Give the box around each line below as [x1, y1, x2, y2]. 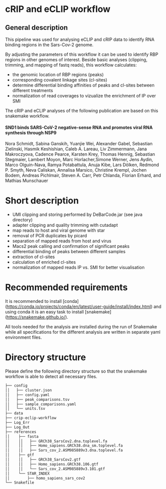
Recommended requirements [5, 282, 128, 293]
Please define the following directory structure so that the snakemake [5, 368, 147, 374]
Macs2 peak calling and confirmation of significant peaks [12, 243, 130, 249]
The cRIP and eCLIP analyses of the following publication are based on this [5, 108, 159, 113]
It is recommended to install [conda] [5, 298, 79, 304]
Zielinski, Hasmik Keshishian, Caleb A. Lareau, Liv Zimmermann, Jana [5, 146, 147, 152]
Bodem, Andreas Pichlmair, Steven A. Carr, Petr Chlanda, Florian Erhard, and [5, 173, 161, 179]
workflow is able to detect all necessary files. [5, 374, 98, 380]
